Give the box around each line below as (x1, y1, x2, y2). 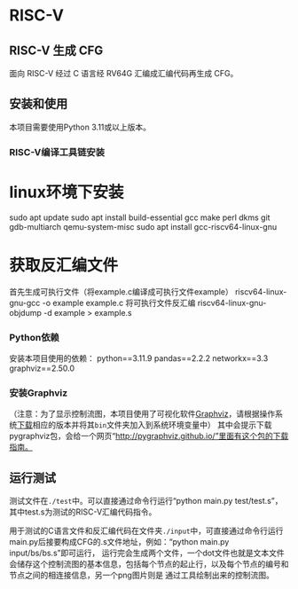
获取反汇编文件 (9, 255, 119, 275)
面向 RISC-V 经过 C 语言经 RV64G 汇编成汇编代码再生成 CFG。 (9, 68, 239, 78)
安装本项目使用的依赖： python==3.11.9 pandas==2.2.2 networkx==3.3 (9, 352, 269, 364)
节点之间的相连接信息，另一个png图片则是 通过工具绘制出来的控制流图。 (9, 569, 275, 581)
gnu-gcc (9, 297, 41, 308)
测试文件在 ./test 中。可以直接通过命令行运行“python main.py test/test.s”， (9, 496, 283, 507)
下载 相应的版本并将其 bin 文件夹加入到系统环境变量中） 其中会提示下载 (17, 420, 272, 430)
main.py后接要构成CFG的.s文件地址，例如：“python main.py (9, 537, 230, 547)
